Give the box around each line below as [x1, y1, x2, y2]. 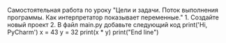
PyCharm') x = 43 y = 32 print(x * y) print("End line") [7, 28, 159, 36]
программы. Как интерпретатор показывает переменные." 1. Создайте [7, 13, 220, 21]
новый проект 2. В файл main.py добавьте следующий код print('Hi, [7, 21, 208, 28]
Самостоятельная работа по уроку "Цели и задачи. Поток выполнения [7, 6, 218, 14]
